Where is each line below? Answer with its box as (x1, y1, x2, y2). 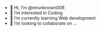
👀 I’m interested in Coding (9, 10, 63, 16)
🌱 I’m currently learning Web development (9, 15, 96, 21)
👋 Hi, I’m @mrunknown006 (9, 5, 65, 10)
